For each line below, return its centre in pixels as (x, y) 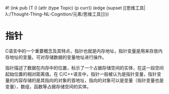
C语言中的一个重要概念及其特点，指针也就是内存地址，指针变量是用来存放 (82, 51)
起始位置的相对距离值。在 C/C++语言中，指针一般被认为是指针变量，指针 (81, 74)
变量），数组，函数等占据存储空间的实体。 (48, 86)
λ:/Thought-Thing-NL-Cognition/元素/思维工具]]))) (57, 14)
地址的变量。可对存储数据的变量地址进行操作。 (58, 57)
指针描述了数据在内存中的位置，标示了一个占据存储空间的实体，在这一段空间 (84, 67)
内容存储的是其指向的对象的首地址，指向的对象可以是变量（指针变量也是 (89, 80)
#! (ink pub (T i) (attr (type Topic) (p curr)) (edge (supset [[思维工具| (75, 8)
